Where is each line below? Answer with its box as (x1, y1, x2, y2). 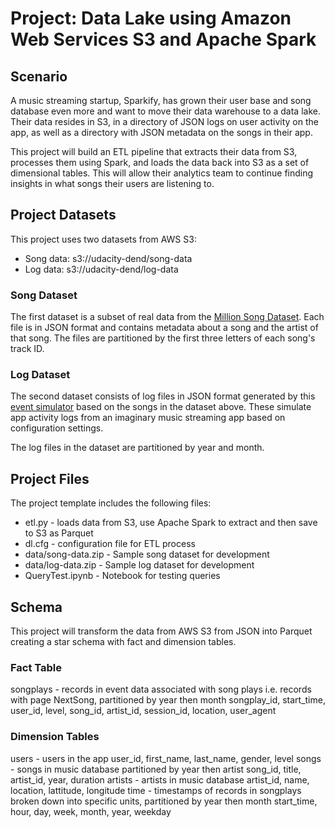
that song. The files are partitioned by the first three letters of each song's (10, 332, 316, 344)
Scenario (10, 68, 68, 85)
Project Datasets (10, 207, 117, 224)
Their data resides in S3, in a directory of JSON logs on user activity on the (10, 116, 319, 127)
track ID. (10, 343, 45, 355)
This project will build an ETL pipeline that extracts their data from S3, (10, 146, 298, 157)
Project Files (10, 470, 90, 487)
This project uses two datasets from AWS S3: (10, 233, 197, 245)
